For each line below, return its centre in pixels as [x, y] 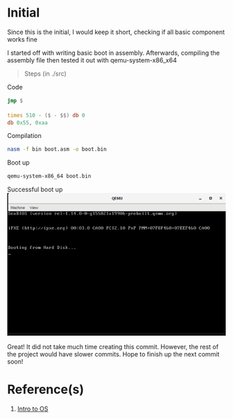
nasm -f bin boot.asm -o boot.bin [57, 149]
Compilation [24, 136]
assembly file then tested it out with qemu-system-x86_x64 [92, 60]
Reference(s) [46, 389]
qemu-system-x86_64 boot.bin [49, 176]
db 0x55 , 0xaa [28, 123]
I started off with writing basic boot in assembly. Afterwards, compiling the [113, 53]
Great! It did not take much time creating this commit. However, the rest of [113, 347]
